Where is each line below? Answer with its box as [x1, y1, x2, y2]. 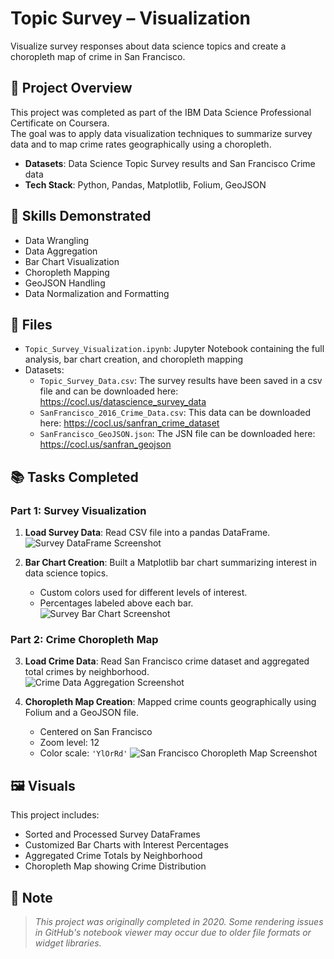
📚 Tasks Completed [10, 468, 139, 486]
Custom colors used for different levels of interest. [39, 587, 248, 599]
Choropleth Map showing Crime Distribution [24, 860, 207, 872]
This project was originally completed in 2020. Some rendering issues [34, 915, 324, 927]
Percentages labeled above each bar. [39, 597, 194, 609]
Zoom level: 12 [39, 737, 100, 749]
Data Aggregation [24, 245, 98, 257]
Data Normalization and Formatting [24, 287, 170, 299]
